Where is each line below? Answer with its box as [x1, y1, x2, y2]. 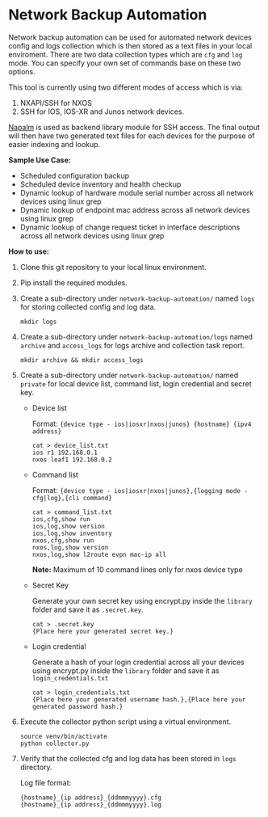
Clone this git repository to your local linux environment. [19, 262, 207, 272]
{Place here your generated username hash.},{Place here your [31, 695, 246, 704]
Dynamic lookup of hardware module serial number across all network [19, 187, 254, 197]
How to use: [8, 246, 50, 256]
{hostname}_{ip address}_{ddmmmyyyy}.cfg [19, 794, 161, 802]
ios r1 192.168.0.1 [31, 449, 98, 457]
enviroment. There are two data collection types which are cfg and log [8, 49, 243, 59]
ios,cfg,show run [31, 515, 91, 523]
